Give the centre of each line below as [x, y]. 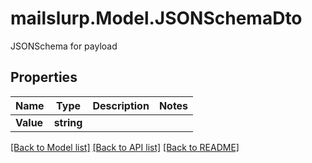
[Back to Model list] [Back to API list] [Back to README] [125, 147]
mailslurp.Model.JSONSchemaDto [156, 18]
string [68, 122]
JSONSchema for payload [64, 46]
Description [121, 105]
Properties [44, 77]
